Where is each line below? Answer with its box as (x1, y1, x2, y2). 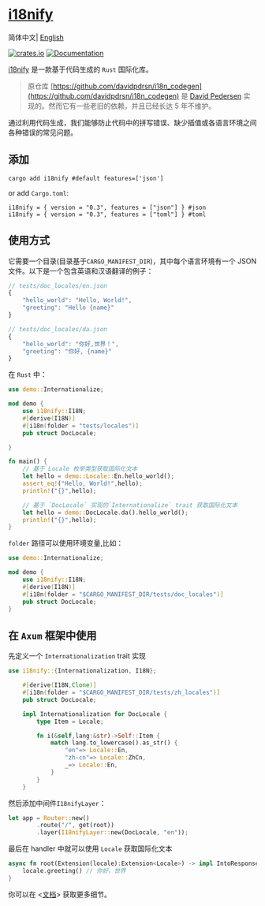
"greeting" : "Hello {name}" (22, 304, 114, 312)
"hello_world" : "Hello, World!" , (22, 296, 132, 304)
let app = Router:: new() (8, 814, 90, 822)
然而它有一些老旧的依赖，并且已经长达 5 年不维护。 (48, 101, 215, 110)
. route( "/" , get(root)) (36, 822, 114, 830)
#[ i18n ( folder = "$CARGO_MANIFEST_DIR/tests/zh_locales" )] (22, 688, 221, 696)
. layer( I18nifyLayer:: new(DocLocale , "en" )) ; (36, 829, 189, 837)
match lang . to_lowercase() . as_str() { (50, 739, 178, 747)
